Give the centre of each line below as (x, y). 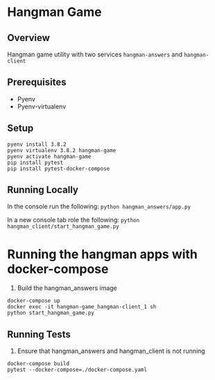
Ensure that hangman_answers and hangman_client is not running (111, 351)
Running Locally (43, 190)
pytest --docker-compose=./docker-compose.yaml (77, 370)
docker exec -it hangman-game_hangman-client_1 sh (82, 307)
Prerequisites (37, 82)
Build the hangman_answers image (67, 288)
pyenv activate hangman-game (49, 156)
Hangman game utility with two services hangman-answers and (95, 54)
